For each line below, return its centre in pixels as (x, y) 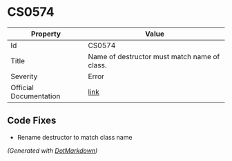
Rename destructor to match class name (75, 137)
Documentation (36, 96)
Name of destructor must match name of (154, 56)
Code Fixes (32, 121)
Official (22, 87)
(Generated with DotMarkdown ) (52, 150)
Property (46, 34)
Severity (24, 76)
